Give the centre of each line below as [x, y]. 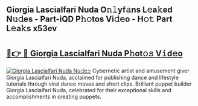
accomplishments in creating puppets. [54, 96]
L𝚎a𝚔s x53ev [32, 28]
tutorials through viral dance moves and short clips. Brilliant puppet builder [99, 84]
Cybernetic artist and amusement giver [141, 71]
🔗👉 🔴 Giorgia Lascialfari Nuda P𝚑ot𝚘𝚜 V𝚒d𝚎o [94, 53]
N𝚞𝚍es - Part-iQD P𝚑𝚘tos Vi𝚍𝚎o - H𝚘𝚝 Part [89, 19]
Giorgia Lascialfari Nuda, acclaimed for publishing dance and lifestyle [93, 78]
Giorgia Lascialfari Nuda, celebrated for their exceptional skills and [89, 90]
